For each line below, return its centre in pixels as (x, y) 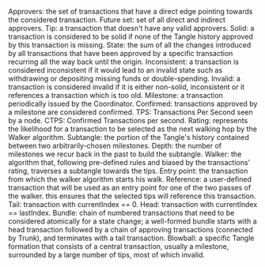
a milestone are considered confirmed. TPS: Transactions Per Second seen (131, 112)
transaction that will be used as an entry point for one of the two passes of (130, 188)
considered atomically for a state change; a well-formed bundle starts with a (132, 221)
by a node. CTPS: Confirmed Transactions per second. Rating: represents (128, 120)
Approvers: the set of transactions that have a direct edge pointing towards (131, 11)
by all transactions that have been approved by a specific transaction (121, 53)
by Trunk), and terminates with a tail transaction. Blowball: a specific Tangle (131, 238)
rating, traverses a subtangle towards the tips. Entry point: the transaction (128, 171)
